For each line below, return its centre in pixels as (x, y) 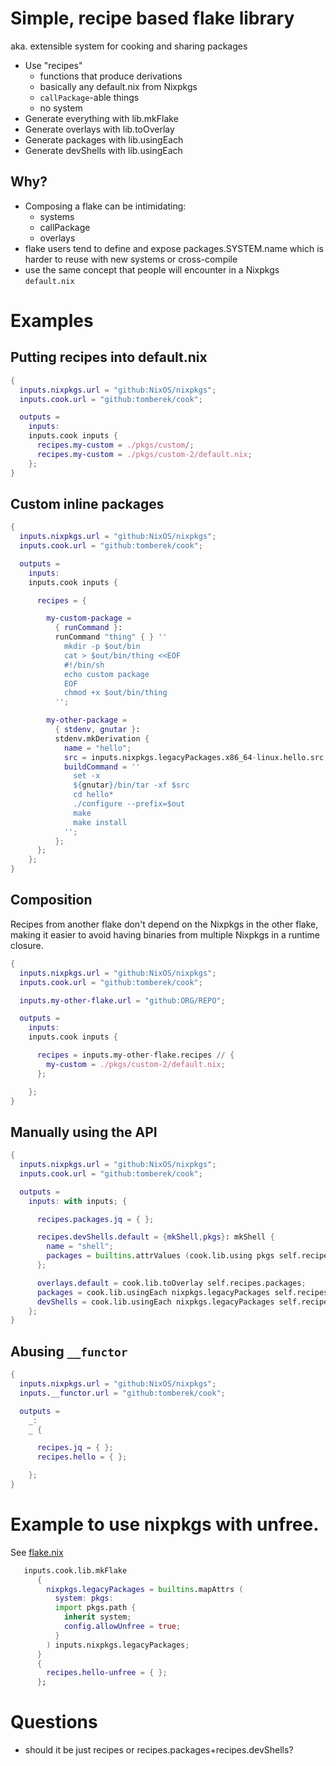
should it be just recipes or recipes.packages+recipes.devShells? (159, 1750)
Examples (52, 320)
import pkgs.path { (95, 1608)
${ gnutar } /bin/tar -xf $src (131, 785)
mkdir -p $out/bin (102, 647)
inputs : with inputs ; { (78, 1201)
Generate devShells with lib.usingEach (103, 150)
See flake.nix (37, 1552)
